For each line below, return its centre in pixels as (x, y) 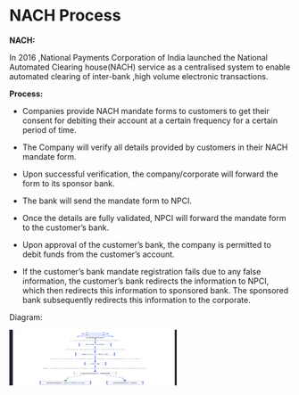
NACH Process (65, 16)
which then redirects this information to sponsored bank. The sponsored (155, 290)
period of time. (50, 129)
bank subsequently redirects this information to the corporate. (137, 300)
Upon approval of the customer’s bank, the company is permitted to (147, 244)
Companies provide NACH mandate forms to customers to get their (146, 111)
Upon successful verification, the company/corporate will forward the (150, 174)
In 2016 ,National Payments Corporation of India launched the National (138, 57)
